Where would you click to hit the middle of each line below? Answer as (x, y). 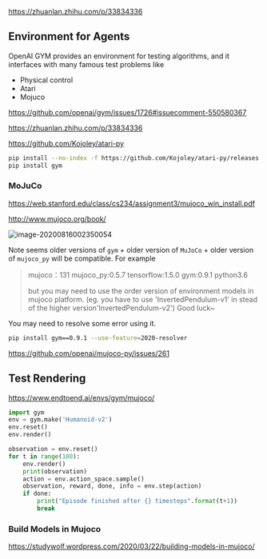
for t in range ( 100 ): (44, 456)
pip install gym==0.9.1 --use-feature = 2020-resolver (98, 338)
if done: (37, 494)
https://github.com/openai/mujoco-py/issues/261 (89, 353)
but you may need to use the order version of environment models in (141, 290)
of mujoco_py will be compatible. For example (82, 258)
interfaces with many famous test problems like (86, 64)
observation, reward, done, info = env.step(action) (112, 486)
